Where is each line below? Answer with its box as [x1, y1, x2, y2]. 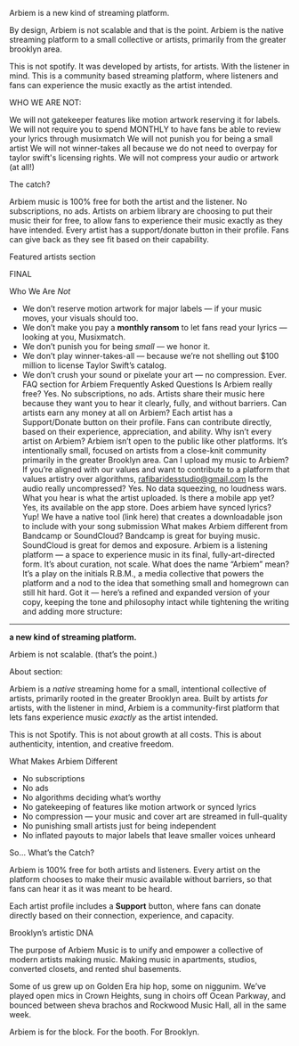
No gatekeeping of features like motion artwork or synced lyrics [21, 802, 256, 812]
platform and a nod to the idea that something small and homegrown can [21, 578, 289, 588]
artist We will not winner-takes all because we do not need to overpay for [9, 143, 278, 153]
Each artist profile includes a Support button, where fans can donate [9, 901, 262, 911]
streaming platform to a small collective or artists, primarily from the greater [9, 35, 287, 45]
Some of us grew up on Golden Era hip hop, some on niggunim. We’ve [9, 981, 267, 992]
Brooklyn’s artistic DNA [9, 928, 93, 938]
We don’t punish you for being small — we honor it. [21, 341, 211, 351]
